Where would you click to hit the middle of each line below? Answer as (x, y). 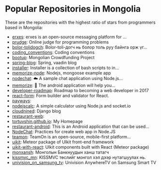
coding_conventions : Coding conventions (53, 52)
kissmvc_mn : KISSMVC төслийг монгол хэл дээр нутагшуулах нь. (79, 157)
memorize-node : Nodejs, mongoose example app (61, 73)
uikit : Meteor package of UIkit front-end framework (63, 142)
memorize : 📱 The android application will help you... (64, 85)
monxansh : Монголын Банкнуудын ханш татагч (60, 152)
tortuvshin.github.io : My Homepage (47, 121)
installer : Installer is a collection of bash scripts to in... (66, 68)
